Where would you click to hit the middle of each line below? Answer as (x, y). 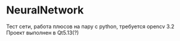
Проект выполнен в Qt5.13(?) (43, 32)
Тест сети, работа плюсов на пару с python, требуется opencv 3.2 (90, 26)
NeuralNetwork (45, 10)
